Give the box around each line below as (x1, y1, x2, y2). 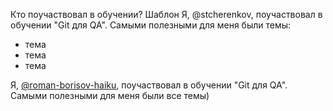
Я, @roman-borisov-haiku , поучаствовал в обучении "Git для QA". (10, 79, 288, 91)
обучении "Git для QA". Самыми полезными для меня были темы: (10, 19, 292, 31)
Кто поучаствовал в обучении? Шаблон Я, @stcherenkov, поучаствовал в (10, 9, 323, 20)
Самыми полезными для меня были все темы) (10, 90, 210, 101)
